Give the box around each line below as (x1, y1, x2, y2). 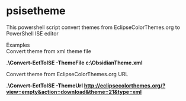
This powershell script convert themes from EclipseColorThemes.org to (6, 24, 181, 31)
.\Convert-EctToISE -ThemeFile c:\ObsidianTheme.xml (6, 59, 143, 66)
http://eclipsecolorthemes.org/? (84, 82, 166, 89)
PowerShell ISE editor (6, 30, 59, 37)
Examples (6, 41, 30, 48)
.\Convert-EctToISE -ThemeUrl (6, 82, 83, 89)
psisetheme (6, 4, 66, 18)
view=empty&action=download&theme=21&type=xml (6, 88, 142, 95)
